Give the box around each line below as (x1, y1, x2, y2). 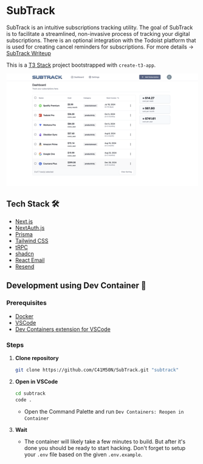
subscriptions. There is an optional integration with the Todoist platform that (6, 36, 196, 44)
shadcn (15, 250, 35, 258)
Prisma (15, 231, 33, 238)
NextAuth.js (15, 224, 45, 231)
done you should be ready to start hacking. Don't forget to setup (24, 444, 186, 451)
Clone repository (15, 355, 59, 362)
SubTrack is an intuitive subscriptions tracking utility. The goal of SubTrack (6, 24, 193, 31)
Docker (15, 312, 34, 319)
